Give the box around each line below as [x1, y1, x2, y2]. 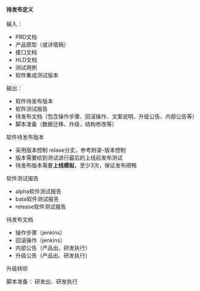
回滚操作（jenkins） [15, 237, 66, 244]
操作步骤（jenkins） [15, 229, 66, 237]
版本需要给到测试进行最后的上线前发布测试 [15, 154, 123, 161]
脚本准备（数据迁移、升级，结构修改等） [15, 120, 117, 128]
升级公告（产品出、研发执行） [15, 252, 91, 259]
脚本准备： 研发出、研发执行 [6, 278, 78, 285]
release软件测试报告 [15, 203, 67, 210]
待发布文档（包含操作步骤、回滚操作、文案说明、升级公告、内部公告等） [15, 113, 198, 120]
